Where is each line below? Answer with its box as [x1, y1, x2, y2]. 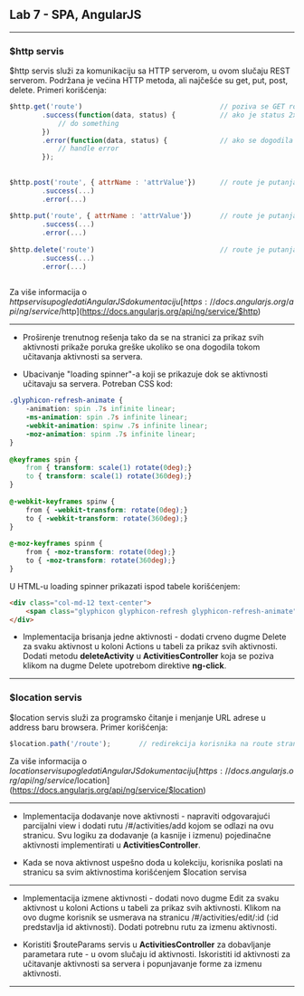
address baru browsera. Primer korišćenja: [9, 722, 168, 733]
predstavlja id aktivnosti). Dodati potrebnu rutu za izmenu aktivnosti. [22, 921, 278, 932]
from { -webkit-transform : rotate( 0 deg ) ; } [25, 505, 188, 514]
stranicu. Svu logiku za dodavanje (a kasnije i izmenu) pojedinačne [22, 829, 271, 840]
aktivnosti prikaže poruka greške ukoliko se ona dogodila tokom [22, 341, 261, 352]
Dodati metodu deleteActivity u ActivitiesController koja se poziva [22, 651, 274, 662]
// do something [57, 119, 119, 128]
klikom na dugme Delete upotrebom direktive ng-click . [22, 660, 227, 671]
